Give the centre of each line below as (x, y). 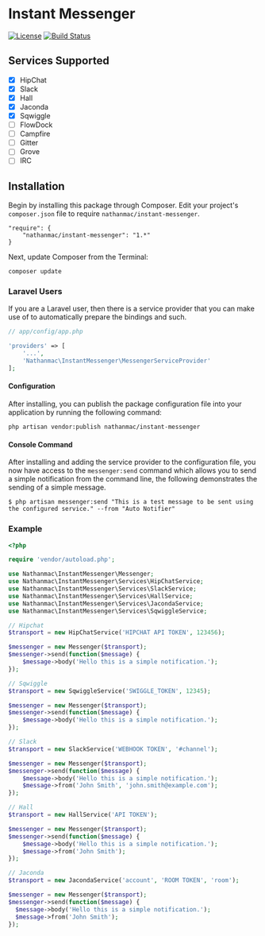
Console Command (40, 444)
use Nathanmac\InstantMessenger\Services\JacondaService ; (106, 603)
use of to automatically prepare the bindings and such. (98, 317)
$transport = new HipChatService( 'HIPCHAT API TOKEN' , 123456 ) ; (117, 632)
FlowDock (36, 125)
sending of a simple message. (57, 487)
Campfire (35, 134)
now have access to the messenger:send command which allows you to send (132, 470)
